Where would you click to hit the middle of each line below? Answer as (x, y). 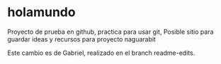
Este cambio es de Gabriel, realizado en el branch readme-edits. (101, 53)
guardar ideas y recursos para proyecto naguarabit (81, 39)
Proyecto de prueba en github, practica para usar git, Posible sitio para (110, 32)
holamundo (41, 12)
